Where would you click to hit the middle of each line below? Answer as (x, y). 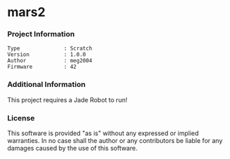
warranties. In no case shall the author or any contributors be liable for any (115, 141)
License (21, 118)
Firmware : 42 (42, 67)
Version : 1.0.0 (47, 55)
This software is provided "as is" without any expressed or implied (103, 133)
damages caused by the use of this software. (73, 148)
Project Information (41, 34)
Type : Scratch (50, 49)
